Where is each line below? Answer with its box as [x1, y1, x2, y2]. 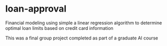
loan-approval [5, 3, 67, 15]
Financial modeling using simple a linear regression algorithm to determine [5, 20, 162, 26]
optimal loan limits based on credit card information [5, 25, 114, 31]
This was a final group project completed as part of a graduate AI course [5, 35, 158, 41]
